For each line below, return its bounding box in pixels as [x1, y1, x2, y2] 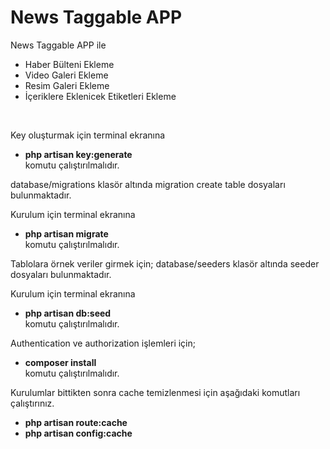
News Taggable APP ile [10, 39, 107, 51]
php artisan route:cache [24, 416, 128, 428]
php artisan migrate [24, 227, 109, 240]
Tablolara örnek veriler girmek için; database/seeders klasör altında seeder [10, 257, 320, 270]
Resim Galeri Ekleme [24, 79, 110, 91]
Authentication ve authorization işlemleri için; [10, 337, 196, 349]
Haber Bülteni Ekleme [24, 58, 115, 70]
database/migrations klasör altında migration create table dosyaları [10, 178, 286, 190]
